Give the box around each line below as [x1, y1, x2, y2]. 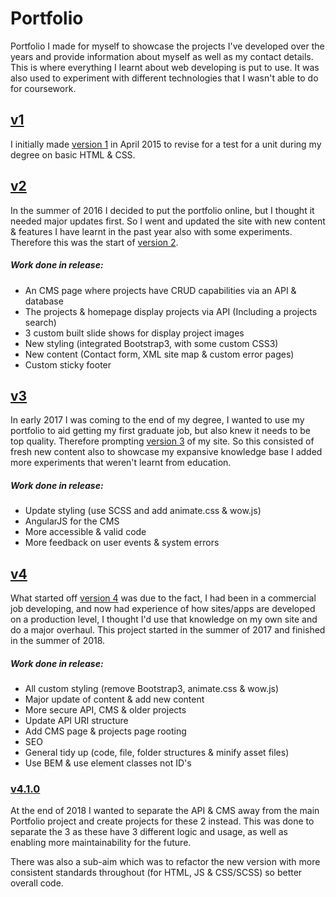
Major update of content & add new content [24, 693, 205, 706]
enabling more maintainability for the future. [10, 837, 192, 849]
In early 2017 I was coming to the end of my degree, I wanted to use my [10, 414, 305, 426]
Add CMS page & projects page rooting [24, 725, 187, 737]
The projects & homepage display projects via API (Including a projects [24, 305, 318, 317]
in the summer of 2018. [10, 635, 106, 647]
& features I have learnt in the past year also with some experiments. [10, 225, 293, 237]
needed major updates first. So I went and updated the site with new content [10, 215, 326, 227]
